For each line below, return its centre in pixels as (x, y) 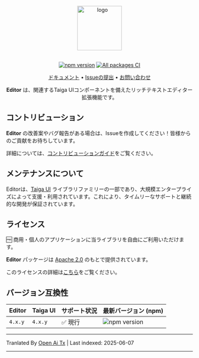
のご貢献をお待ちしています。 (42, 140)
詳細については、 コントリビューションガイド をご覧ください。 (81, 153)
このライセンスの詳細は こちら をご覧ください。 (63, 272)
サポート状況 (79, 311)
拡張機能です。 (99, 97)
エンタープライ (174, 189)
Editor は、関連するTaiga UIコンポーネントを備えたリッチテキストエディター (99, 90)
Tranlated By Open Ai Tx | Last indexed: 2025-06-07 (70, 343)
